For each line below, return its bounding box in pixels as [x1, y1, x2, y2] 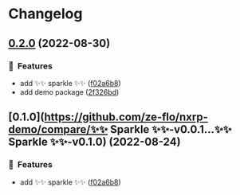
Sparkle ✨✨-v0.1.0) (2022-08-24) [8, 135, 181, 149]
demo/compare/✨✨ [8, 123, 108, 136]
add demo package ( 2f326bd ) [19, 87, 120, 96]
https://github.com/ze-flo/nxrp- [44, 111, 209, 124]
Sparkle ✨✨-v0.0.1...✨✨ [110, 123, 233, 136]
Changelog [8, 5, 83, 23]
